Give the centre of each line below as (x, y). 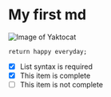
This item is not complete (61, 85)
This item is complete (55, 75)
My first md (47, 15)
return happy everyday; (48, 51)
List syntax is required (56, 67)
